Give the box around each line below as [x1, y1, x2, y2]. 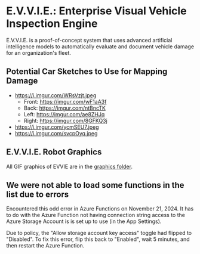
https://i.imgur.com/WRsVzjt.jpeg [14, 91, 97, 99]
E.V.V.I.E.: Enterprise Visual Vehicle [6, 4, 187, 18]
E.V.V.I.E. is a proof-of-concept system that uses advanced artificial [6, 36, 173, 44]
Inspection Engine [6, 17, 98, 30]
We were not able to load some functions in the [6, 180, 184, 190]
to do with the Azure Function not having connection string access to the [6, 212, 185, 219]
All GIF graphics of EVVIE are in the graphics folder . [6, 163, 133, 170]
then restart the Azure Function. [6, 242, 85, 249]
